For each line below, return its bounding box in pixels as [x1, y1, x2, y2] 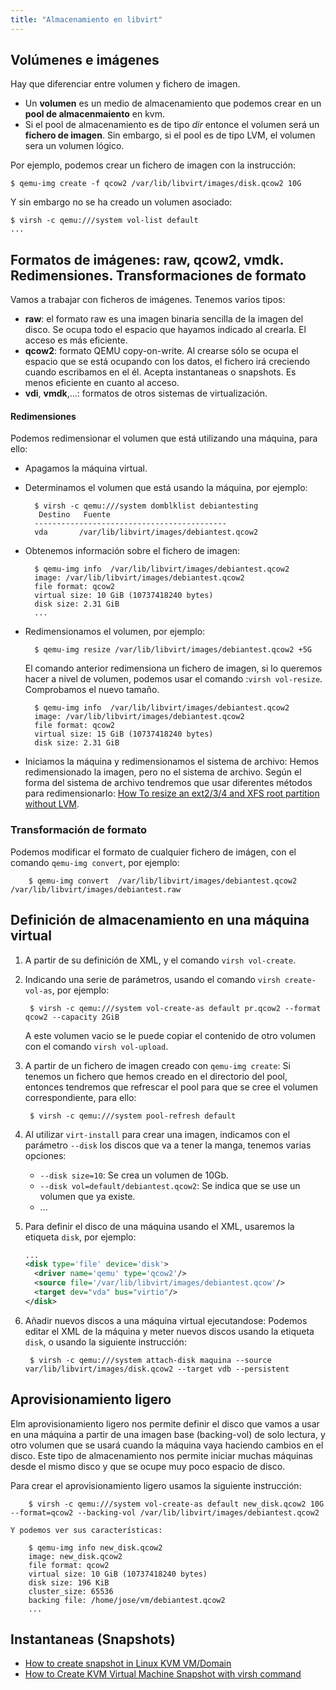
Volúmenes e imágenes [10, 52, 160, 69]
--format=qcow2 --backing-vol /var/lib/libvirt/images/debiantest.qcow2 [10, 1507, 320, 1518]
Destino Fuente [38, 510, 111, 520]
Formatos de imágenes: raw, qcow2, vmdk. [10, 251, 284, 268]
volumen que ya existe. [39, 1190, 136, 1202]
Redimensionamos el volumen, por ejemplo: [24, 626, 206, 638]
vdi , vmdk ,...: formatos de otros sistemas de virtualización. [24, 387, 268, 400]
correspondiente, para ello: [24, 1091, 137, 1103]
